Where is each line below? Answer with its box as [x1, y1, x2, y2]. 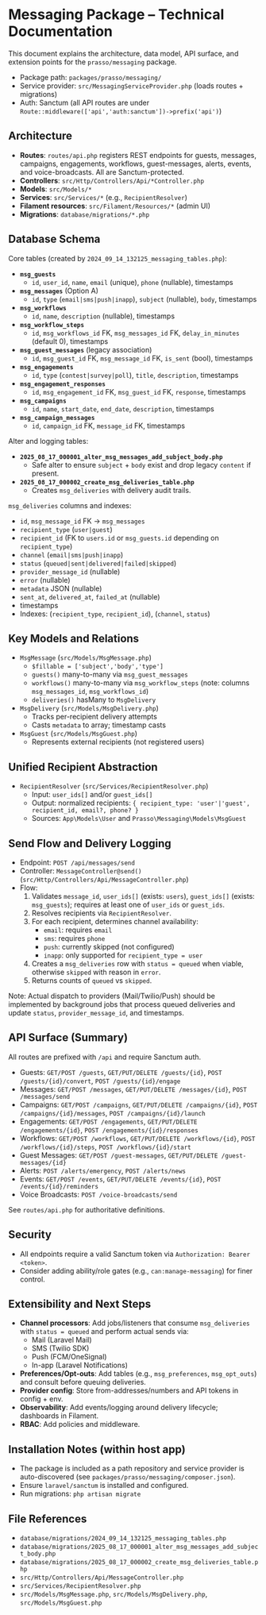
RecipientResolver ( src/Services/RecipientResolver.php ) [19, 781, 209, 791]
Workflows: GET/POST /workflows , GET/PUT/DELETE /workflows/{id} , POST [19, 1133, 256, 1143]
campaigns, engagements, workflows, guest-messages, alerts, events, [19, 159, 252, 168]
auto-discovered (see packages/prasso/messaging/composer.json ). [19, 1472, 236, 1482]
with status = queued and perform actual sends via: [19, 1327, 189, 1336]
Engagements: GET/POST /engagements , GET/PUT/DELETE [19, 1116, 198, 1126]
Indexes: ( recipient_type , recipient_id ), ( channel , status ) [19, 609, 210, 619]
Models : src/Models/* [19, 184, 93, 194]
